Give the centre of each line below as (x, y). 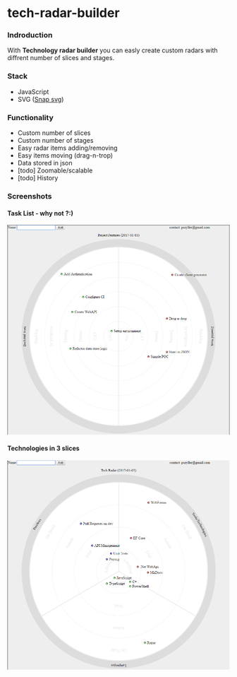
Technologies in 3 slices (43, 448)
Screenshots (30, 196)
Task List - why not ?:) (41, 213)
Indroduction (30, 35)
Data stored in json (45, 163)
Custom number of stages (55, 141)
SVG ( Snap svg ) (41, 99)
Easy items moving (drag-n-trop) (65, 155)
